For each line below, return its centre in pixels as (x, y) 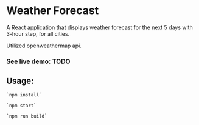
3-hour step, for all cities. (38, 33)
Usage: (20, 81)
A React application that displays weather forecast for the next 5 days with (100, 27)
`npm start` (21, 106)
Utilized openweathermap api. (44, 46)
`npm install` (24, 95)
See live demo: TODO (38, 61)
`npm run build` (27, 116)
